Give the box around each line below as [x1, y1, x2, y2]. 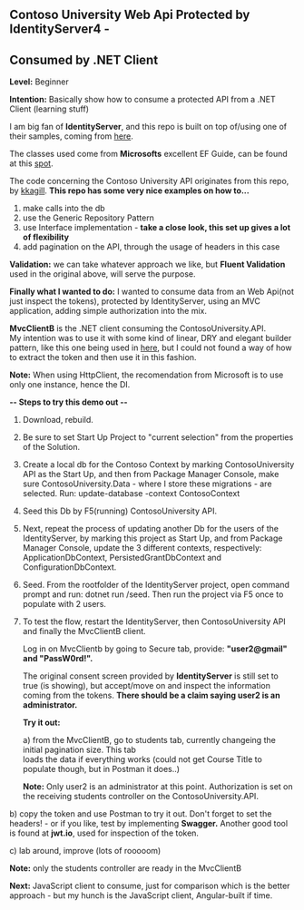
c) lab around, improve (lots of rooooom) [9, 846, 162, 856]
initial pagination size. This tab [22, 744, 136, 756]
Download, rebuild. [22, 415, 93, 426]
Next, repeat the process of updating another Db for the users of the [22, 523, 279, 534]
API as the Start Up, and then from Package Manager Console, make [22, 469, 279, 480]
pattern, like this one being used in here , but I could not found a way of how [9, 342, 292, 353]
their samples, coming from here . [9, 131, 133, 142]
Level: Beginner [9, 76, 70, 87]
